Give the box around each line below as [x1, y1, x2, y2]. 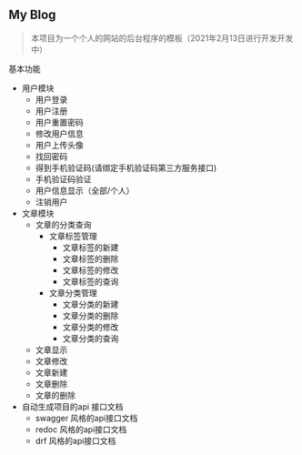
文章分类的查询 [62, 332, 119, 344]
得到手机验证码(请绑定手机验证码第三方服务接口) [35, 162, 217, 173]
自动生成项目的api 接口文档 [21, 400, 124, 412]
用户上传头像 [35, 139, 84, 150]
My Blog [8, 7, 56, 23]
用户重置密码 [35, 116, 84, 127]
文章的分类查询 [35, 218, 92, 230]
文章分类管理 [48, 287, 97, 298]
